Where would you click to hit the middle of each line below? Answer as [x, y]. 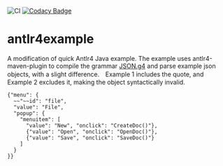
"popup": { [29, 113]
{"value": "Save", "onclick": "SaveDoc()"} [90, 138]
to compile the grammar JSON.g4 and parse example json [132, 66]
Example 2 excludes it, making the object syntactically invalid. [96, 82]
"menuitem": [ [40, 119]
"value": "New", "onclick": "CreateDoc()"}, [92, 125]
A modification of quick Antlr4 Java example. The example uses [99, 58]
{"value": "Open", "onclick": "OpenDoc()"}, [92, 132]
